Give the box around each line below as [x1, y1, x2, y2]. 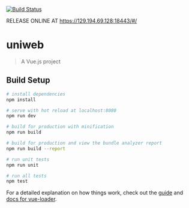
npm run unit [6, 162, 39, 168]
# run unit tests [6, 156, 50, 163]
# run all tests [6, 173, 47, 179]
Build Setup [6, 75, 50, 85]
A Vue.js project [20, 57, 61, 65]
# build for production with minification [6, 124, 114, 130]
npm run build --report [6, 145, 66, 152]
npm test [6, 178, 28, 185]
